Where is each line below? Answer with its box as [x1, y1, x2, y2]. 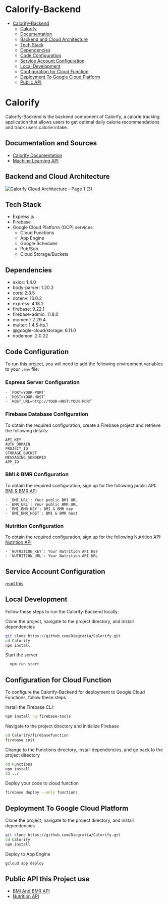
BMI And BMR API [12, 888, 50, 894]
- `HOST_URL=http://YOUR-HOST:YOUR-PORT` [5, 399, 94, 404]
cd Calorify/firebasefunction [5, 732, 69, 738]
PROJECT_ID [5, 446, 28, 451]
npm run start [10, 662, 39, 667]
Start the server [5, 652, 38, 658]
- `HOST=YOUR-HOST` [5, 394, 46, 400]
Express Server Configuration [5, 378, 80, 385]
